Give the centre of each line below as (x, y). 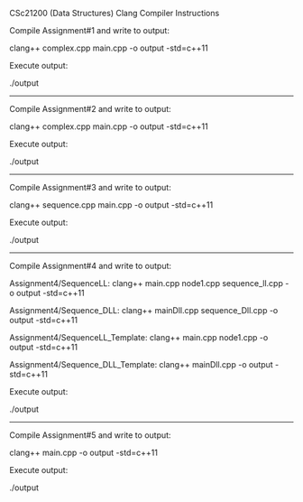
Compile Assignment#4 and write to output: (91, 266)
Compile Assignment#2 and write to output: (90, 109)
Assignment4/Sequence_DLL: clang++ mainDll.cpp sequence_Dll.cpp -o (144, 310)
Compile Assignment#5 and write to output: (90, 435)
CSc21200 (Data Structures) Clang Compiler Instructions (115, 13)
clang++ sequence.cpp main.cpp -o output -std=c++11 (111, 205)
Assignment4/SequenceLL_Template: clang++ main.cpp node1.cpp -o (139, 337)
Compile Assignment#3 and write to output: (90, 187)
